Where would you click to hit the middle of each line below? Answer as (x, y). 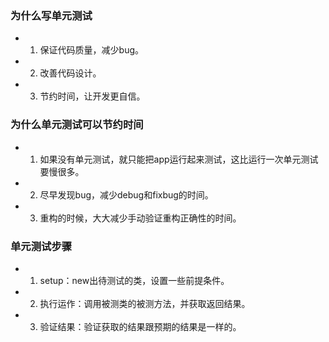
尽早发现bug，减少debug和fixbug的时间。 (126, 194)
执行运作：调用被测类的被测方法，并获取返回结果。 (145, 303)
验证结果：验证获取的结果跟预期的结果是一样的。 (140, 326)
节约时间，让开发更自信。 (92, 96)
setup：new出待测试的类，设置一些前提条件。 (134, 280)
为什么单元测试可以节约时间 (77, 125)
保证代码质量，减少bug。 (92, 50)
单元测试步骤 (41, 246)
